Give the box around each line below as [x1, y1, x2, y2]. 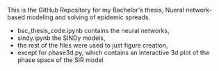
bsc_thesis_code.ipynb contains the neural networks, [17, 27, 170, 34]
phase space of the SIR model [17, 56, 104, 64]
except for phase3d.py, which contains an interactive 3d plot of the [17, 48, 210, 57]
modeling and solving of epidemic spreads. [26, 13, 151, 21]
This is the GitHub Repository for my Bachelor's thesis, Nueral [7, 6, 185, 14]
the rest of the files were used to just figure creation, [17, 41, 168, 49]
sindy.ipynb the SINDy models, [17, 34, 106, 42]
